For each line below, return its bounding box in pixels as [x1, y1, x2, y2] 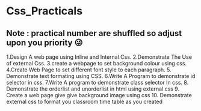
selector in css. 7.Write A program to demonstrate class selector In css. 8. [6, 79, 189, 86]
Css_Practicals [6, 4, 83, 18]
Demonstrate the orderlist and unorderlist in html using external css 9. [6, 85, 179, 92]
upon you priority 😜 [6, 37, 83, 47]
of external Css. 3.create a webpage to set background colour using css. [6, 60, 187, 67]
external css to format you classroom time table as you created [6, 98, 163, 105]
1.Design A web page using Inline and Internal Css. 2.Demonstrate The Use [6, 53, 193, 61]
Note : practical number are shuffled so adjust [6, 28, 182, 38]
